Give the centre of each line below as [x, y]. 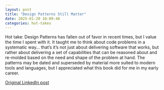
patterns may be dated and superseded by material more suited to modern [80, 63]
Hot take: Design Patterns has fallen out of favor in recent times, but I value [81, 37]
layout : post [18, 9]
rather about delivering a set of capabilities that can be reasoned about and [81, 53]
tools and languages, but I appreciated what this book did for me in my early [82, 68]
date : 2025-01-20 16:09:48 [33, 18]
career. [12, 73]
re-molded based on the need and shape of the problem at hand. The [75, 58]
